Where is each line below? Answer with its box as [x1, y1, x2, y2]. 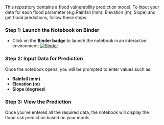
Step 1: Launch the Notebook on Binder [5, 26, 99, 33]
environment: [12, 43, 39, 49]
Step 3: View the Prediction [5, 98, 71, 105]
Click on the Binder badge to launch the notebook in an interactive [12, 38, 147, 43]
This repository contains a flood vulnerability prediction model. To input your [5, 4, 160, 10]
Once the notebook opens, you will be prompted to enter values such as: [5, 66, 152, 72]
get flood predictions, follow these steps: [5, 15, 88, 20]
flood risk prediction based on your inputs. [5, 114, 91, 120]
